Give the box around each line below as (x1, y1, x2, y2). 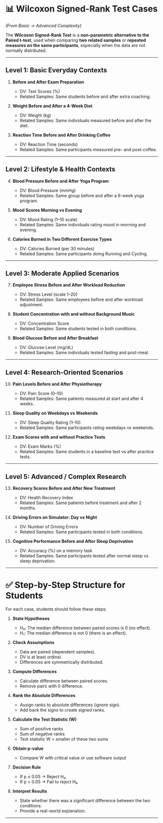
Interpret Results (12, 788, 47, 794)
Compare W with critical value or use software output (19, 755, 126, 760)
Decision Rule (12, 764, 41, 770)
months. (19, 505, 36, 511)
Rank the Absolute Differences (12, 692, 75, 698)
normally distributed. (5, 47, 47, 53)
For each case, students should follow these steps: (5, 606, 107, 612)
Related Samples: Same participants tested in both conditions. (19, 529, 144, 535)
